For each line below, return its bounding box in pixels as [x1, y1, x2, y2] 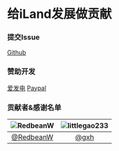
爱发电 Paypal [7, 84, 47, 92]
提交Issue [7, 32, 40, 42]
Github [7, 49, 26, 57]
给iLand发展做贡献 [7, 6, 112, 22]
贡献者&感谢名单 [7, 102, 62, 112]
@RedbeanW [11, 132, 54, 142]
